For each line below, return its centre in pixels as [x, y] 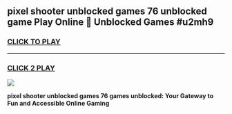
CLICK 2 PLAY [31, 68]
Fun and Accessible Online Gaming [58, 103]
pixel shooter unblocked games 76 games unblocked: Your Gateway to [110, 95]
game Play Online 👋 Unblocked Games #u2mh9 [110, 22]
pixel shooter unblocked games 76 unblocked [107, 11]
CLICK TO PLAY [34, 42]
